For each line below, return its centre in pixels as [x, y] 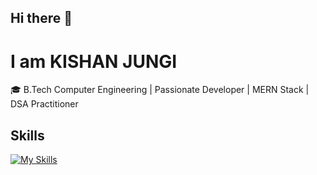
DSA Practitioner [44, 104]
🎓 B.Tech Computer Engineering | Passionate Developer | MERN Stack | [160, 90]
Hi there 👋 [41, 18]
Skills [27, 135]
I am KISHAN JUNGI [94, 61]
